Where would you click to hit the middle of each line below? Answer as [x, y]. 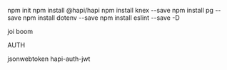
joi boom [20, 31]
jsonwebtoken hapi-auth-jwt [49, 59]
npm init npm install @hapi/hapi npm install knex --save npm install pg [111, 10]
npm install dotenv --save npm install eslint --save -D [101, 18]
